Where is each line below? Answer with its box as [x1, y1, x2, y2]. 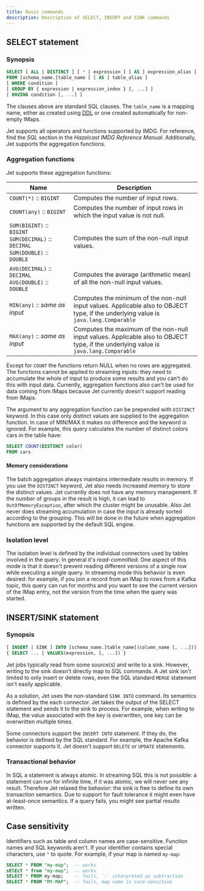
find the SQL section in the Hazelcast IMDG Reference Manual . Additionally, [6, 134, 196, 141]
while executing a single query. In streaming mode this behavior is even [6, 569, 185, 577]
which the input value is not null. [73, 211, 165, 219]
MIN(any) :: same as [9, 300, 66, 309]
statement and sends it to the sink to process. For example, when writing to [6, 705, 195, 712]
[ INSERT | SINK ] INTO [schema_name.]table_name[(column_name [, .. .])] [6, 644, 197, 650]
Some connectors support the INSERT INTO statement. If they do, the [6, 730, 177, 737]
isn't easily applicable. [6, 680, 62, 688]
